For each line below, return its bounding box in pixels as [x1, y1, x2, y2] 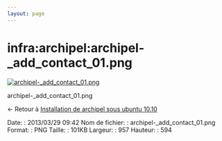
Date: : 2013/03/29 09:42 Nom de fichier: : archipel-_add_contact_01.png [7, 118, 216, 126]
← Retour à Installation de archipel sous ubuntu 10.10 [7, 105, 157, 113]
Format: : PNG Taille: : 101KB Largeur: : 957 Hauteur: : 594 [7, 126, 172, 134]
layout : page [7, 10, 45, 17]
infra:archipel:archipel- [7, 40, 145, 56]
